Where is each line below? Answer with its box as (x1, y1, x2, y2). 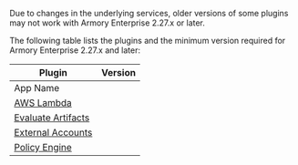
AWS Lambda (14, 97, 73, 108)
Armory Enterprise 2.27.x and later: (9, 45, 141, 56)
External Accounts (14, 127, 93, 139)
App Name (14, 82, 60, 94)
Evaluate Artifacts (14, 111, 90, 124)
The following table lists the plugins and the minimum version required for (9, 36, 286, 46)
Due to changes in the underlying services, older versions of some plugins (9, 8, 289, 18)
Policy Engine (14, 141, 73, 153)
